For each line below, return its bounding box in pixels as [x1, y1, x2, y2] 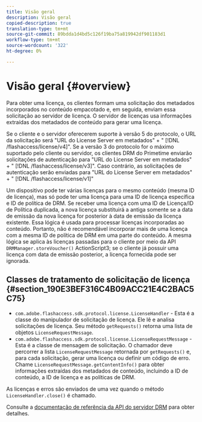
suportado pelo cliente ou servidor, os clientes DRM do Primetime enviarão [6, 149, 192, 157]
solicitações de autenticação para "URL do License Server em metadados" [6, 156, 192, 163]
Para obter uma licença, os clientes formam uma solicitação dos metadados [6, 99, 195, 106]
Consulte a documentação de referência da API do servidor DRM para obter [6, 403, 195, 411]
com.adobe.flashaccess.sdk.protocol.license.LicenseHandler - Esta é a [14, 309, 195, 316]
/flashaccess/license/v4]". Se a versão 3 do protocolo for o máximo [6, 143, 174, 150]
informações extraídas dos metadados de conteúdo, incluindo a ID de [14, 367, 189, 374]
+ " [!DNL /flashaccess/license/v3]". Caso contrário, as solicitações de [6, 162, 182, 169]
